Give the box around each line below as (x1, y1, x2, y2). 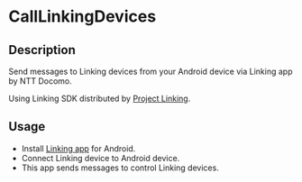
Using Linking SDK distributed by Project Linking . (8, 93, 191, 104)
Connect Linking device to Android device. (21, 152, 180, 163)
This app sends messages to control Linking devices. (21, 162, 220, 173)
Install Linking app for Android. (21, 142, 136, 154)
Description (8, 42, 76, 58)
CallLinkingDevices (8, 6, 157, 27)
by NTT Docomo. (8, 76, 73, 86)
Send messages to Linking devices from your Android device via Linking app (8, 66, 293, 77)
